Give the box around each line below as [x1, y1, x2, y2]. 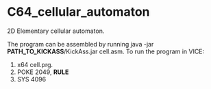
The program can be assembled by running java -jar [7, 40, 154, 48]
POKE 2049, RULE [16, 68, 69, 76]
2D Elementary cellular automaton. [7, 27, 105, 35]
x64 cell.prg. [16, 60, 53, 68]
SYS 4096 [16, 75, 47, 83]
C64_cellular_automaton [7, 4, 150, 20]
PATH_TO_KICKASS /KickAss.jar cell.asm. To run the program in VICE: [7, 47, 205, 55]
